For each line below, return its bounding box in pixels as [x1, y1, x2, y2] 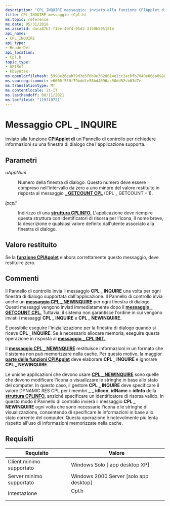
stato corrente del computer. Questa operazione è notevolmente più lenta [5, 415, 158, 421]
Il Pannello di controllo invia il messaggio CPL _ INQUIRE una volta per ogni [5, 288, 161, 294]
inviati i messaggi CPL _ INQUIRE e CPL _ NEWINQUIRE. [5, 314, 122, 321]
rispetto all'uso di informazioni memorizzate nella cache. [5, 420, 123, 426]
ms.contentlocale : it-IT [5, 87, 58, 93]
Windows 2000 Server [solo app [70, 473, 149, 480]
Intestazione [8, 490, 37, 497]
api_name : [5, 31, 26, 36]
